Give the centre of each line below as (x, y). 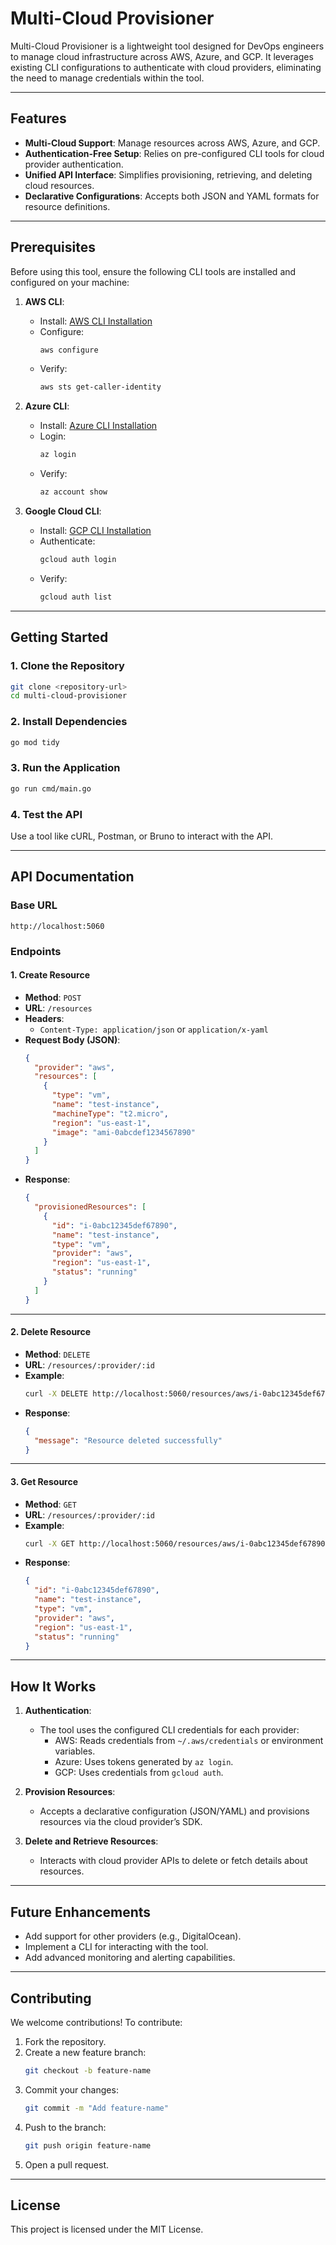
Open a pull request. (67, 2164)
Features (38, 118)
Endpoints (36, 951)
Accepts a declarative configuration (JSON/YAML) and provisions (174, 1811)
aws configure (69, 350)
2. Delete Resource (51, 1332)
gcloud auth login (78, 560)
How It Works (53, 1686)
